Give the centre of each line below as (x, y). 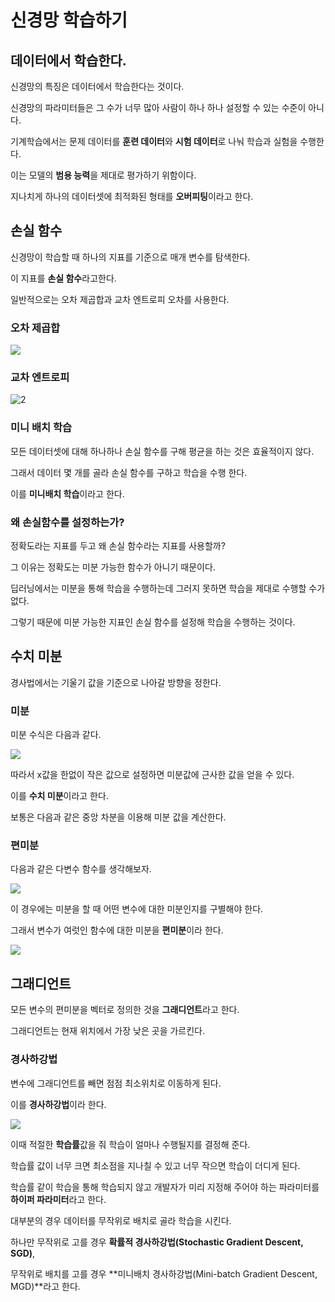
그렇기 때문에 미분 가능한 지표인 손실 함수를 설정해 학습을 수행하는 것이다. (153, 622)
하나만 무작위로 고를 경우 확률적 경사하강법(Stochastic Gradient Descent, (157, 1242)
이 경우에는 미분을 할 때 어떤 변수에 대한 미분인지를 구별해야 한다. (137, 909)
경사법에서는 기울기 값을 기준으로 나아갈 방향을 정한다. (116, 682)
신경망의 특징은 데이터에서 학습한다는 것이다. (97, 86)
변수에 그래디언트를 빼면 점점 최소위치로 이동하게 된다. (116, 1083)
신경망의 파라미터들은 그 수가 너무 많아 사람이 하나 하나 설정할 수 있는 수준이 (158, 107)
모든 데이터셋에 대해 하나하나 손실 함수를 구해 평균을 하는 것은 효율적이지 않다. (162, 451)
